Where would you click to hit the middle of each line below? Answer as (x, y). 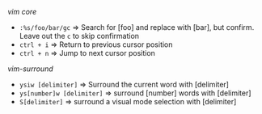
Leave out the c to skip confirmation (79, 36)
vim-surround (30, 69)
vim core (22, 12)
